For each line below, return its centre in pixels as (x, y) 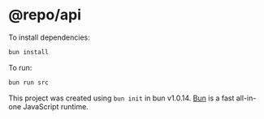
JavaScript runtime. (56, 106)
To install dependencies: (50, 37)
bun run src (28, 83)
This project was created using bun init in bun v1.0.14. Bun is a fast (121, 98)
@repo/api (45, 15)
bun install (28, 52)
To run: (20, 67)
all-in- (246, 98)
